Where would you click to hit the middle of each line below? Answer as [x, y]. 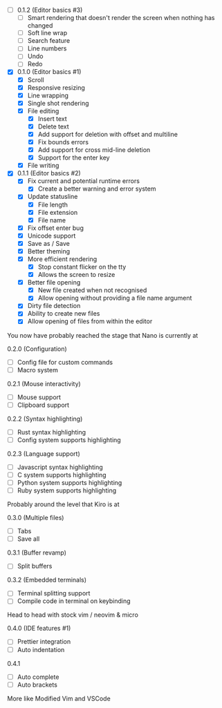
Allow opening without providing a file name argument [115, 298]
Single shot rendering [58, 103]
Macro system [38, 370]
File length [53, 204]
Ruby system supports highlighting [67, 490]
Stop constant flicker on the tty [82, 267]
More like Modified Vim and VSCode [59, 698]
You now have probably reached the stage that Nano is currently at [103, 335]
